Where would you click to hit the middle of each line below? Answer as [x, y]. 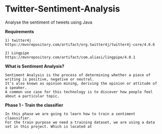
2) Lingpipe [17, 53]
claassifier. [18, 118]
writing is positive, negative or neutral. [50, 79]
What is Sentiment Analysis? [35, 66]
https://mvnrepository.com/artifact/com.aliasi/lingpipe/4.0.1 [70, 57]
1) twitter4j [18, 40]
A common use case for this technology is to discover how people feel [79, 92]
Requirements [20, 31]
